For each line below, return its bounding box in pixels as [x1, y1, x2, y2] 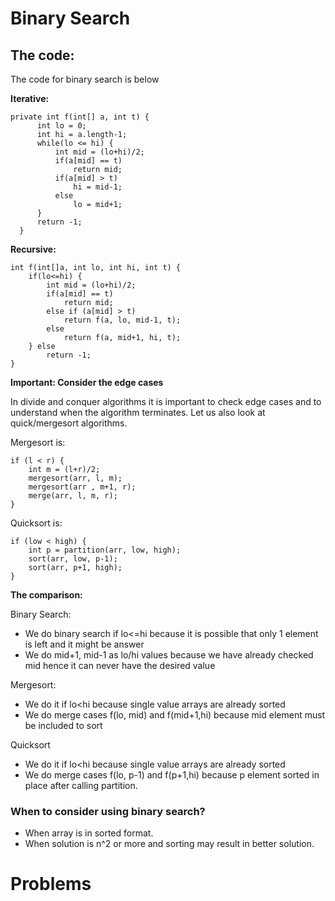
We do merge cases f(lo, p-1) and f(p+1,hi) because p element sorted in [24, 769, 320, 781]
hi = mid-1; [73, 182, 123, 192]
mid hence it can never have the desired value [24, 660, 216, 671]
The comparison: [10, 589, 83, 601]
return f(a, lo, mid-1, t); [63, 315, 182, 325]
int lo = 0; [36, 121, 87, 131]
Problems [10, 873, 92, 896]
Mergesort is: [10, 437, 66, 448]
